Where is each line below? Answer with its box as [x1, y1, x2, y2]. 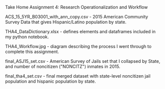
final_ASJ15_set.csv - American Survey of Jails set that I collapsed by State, [5, 58, 161, 64]
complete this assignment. [5, 49, 60, 54]
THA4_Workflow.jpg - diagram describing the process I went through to [5, 44, 152, 49]
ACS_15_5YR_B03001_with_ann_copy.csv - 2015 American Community [5, 14, 148, 19]
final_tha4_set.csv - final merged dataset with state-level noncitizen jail [5, 73, 151, 79]
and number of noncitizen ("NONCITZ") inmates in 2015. [5, 64, 121, 69]
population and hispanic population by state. [5, 79, 96, 84]
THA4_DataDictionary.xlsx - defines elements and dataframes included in [5, 29, 156, 34]
